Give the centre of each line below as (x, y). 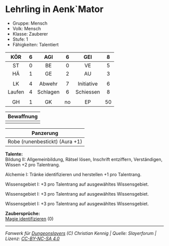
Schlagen (49, 92)
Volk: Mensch (27, 28)
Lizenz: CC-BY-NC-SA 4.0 (32, 238)
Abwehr (49, 84)
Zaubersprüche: (23, 213)
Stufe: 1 (20, 39)
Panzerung (45, 133)
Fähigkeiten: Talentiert (35, 44)
